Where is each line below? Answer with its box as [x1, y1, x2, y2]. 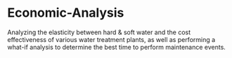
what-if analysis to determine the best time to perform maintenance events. [7, 43, 226, 51]
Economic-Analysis [7, 5, 124, 21]
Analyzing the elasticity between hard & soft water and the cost [7, 28, 191, 36]
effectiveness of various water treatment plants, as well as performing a [7, 35, 216, 43]
